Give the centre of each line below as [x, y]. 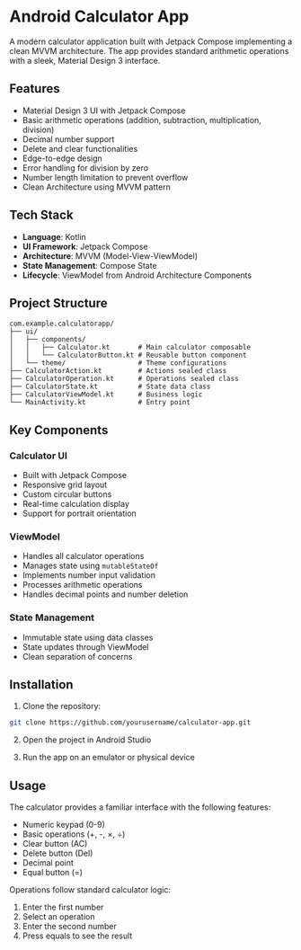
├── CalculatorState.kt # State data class [110, 387]
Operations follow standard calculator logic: [90, 890]
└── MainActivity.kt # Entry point [100, 403]
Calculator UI [38, 456]
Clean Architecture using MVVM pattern [96, 187]
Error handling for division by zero [85, 167]
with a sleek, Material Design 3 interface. [85, 60]
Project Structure [58, 303]
